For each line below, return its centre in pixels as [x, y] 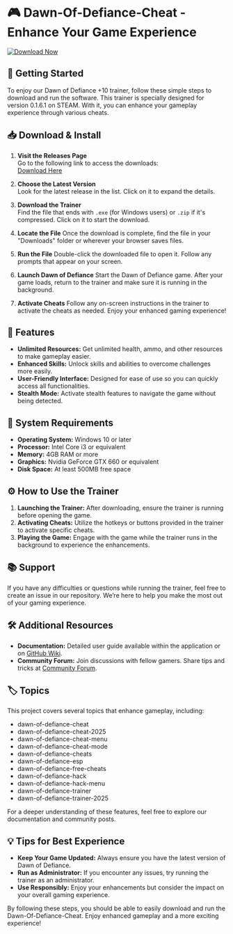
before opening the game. [55, 515]
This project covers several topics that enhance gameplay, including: [106, 711]
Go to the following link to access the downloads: [88, 163]
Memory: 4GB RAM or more [58, 454]
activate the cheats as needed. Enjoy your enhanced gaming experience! [122, 311]
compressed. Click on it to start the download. [83, 219]
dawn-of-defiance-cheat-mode [62, 747]
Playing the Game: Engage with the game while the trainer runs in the [117, 537]
